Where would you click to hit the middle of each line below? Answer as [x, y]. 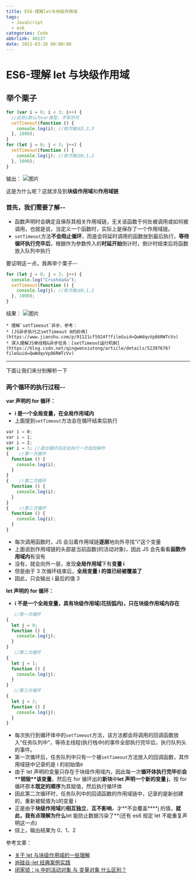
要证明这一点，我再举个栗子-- [42, 263]
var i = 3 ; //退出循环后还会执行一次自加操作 [56, 448]
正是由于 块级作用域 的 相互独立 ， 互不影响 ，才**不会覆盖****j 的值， [95, 808]
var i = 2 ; [19, 443]
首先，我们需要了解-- [36, 207]
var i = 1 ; [19, 437]
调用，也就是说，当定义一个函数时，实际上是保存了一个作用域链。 [94, 228]
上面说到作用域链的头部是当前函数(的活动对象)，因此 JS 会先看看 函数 [97, 549]
